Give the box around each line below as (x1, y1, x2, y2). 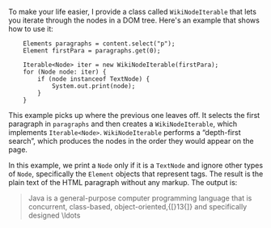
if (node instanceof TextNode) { (37, 75, 150, 83)
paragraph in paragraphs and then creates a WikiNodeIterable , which (8, 119, 238, 129)
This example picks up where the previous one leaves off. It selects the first (8, 111, 260, 120)
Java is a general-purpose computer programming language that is (28, 193, 252, 203)
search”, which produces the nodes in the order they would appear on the (8, 137, 254, 146)
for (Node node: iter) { (23, 68, 107, 76)
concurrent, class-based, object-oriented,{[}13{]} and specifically (28, 202, 248, 211)
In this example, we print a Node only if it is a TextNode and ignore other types (8, 161, 264, 170)
